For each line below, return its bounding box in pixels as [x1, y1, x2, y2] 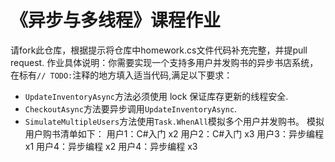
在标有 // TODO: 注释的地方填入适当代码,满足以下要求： [10, 69, 233, 81]
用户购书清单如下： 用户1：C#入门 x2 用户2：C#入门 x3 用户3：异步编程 [24, 127, 325, 140]
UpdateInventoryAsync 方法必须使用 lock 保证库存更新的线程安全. [24, 90, 289, 102]
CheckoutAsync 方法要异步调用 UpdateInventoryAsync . [24, 102, 238, 115]
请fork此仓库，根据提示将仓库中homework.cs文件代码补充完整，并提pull [10, 44, 308, 56]
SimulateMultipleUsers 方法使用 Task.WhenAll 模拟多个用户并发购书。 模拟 [24, 115, 325, 127]
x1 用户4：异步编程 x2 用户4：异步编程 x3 [24, 140, 198, 152]
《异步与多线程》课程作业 [10, 9, 222, 32]
